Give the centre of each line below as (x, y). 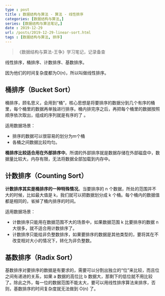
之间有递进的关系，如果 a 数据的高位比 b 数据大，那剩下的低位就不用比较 (79, 276)
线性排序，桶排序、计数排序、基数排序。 (46, 62)
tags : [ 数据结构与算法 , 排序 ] (34, 37)
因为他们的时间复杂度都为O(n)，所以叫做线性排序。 (57, 73)
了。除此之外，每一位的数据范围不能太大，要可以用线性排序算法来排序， (78, 283)
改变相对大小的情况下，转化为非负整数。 (53, 240)
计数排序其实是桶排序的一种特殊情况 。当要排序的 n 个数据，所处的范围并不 (81, 188)
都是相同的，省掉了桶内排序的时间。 (42, 201)
